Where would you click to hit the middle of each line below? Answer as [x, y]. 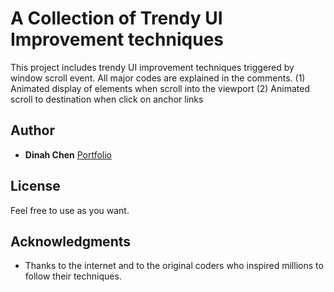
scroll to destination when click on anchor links [107, 99]
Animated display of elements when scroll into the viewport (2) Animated [160, 88]
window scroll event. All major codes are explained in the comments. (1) [158, 78]
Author [32, 130]
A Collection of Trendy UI [116, 18]
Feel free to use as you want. [70, 210]
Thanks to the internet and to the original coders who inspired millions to [174, 266]
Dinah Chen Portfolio [68, 154]
